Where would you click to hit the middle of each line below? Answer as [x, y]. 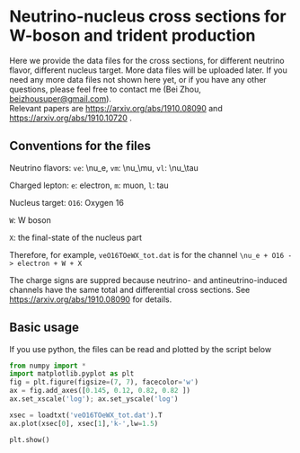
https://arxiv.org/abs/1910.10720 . [71, 118]
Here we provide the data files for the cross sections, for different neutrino [147, 60]
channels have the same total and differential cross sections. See [130, 289]
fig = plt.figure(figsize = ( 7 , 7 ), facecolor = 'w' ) [104, 382]
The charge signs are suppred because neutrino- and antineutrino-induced [148, 280]
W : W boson [30, 220]
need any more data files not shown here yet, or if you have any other [138, 79]
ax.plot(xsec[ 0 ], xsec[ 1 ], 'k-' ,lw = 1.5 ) [84, 423]
